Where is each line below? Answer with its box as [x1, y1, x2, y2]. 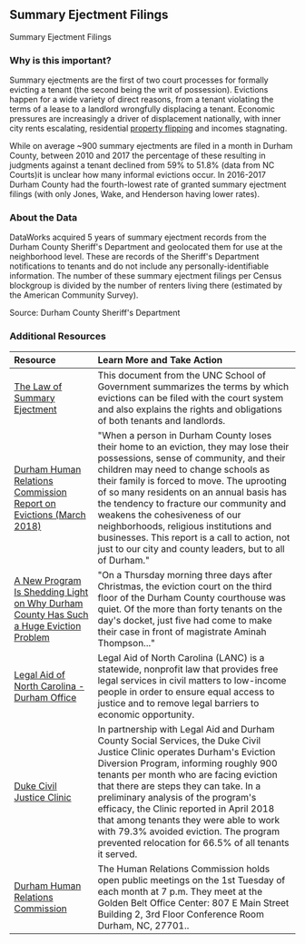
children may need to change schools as [97, 463, 271, 476]
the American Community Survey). [9, 290, 139, 300]
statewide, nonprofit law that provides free [97, 663, 279, 675]
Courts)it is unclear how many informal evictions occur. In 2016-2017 [9, 170, 266, 181]
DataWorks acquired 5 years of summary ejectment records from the [9, 231, 267, 243]
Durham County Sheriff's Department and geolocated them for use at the [9, 241, 283, 252]
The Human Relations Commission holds [97, 862, 271, 875]
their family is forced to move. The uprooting [97, 474, 288, 487]
